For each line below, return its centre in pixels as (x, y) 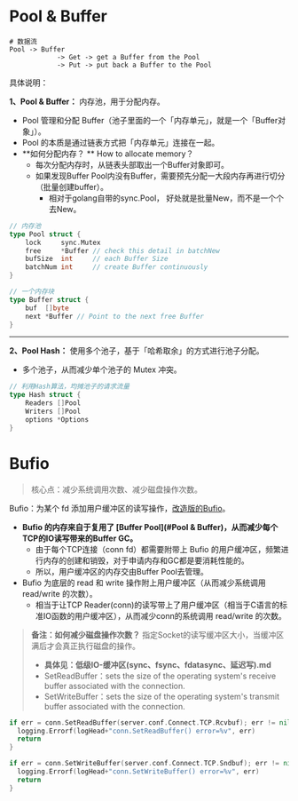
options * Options (57, 419)
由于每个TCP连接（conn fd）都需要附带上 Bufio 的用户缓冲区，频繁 (158, 549)
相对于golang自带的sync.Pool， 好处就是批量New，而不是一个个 (166, 198)
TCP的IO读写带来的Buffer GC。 (80, 538)
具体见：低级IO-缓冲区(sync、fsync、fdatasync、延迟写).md (158, 664)
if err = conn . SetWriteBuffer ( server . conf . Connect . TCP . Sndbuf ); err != (144, 764)
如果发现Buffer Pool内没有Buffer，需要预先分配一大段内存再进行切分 (160, 176)
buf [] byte (47, 308)
